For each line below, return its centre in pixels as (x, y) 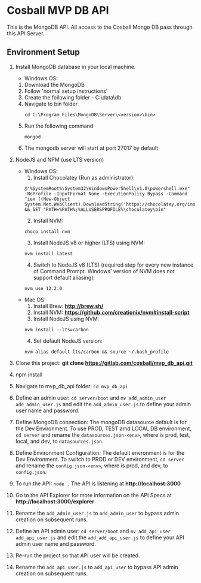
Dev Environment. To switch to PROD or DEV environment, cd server (100, 459)
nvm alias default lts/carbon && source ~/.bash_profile (97, 352)
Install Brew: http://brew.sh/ (68, 306)
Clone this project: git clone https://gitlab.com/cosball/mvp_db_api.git (104, 363)
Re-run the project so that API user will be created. (78, 555)
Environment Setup (43, 52)
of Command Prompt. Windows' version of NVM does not (104, 271)
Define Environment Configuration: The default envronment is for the (100, 452)
